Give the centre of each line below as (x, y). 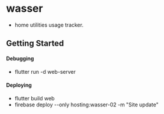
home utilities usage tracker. (49, 25)
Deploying (19, 85)
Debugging (20, 58)
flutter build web (35, 98)
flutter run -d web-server (45, 71)
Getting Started (35, 43)
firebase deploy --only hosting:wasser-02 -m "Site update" (86, 105)
